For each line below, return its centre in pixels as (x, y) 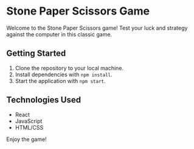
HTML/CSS (29, 127)
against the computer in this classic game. (59, 34)
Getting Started (36, 54)
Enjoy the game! (26, 139)
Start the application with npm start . (60, 81)
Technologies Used (43, 100)
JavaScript (29, 121)
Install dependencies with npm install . (64, 74)
